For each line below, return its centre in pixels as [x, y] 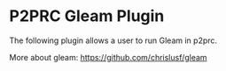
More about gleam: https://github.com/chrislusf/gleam [108, 57]
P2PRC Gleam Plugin [87, 16]
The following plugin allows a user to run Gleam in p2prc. [113, 40]
